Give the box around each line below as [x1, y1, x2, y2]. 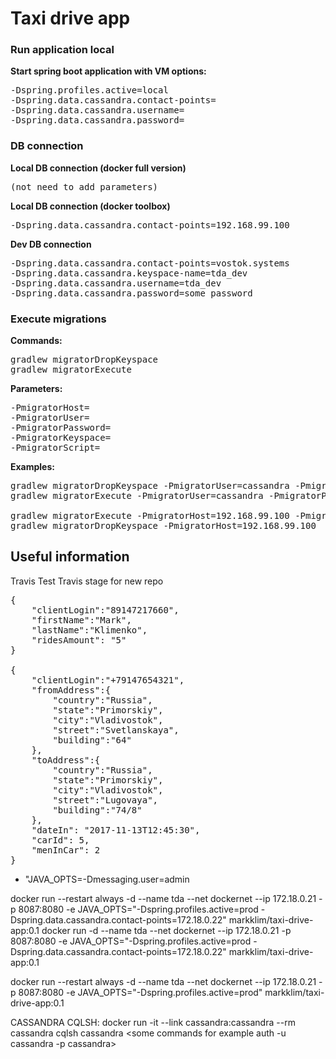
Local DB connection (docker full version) [10, 162, 187, 174]
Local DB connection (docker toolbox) [10, 200, 171, 212]
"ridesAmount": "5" [31, 634, 127, 646]
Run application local [10, 43, 115, 57]
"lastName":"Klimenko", [31, 624, 148, 636]
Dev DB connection [10, 238, 92, 250]
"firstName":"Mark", [31, 614, 132, 626]
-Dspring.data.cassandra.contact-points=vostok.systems [10, 257, 290, 269]
